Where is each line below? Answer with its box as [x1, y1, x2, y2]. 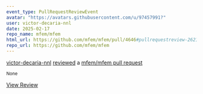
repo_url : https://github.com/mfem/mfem [6, 43, 110, 49]
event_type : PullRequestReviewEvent [6, 8, 98, 15]
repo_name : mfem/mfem [6, 31, 61, 37]
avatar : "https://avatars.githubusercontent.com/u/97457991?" [6, 14, 166, 20]
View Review [6, 81, 38, 88]
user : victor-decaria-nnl [6, 20, 71, 26]
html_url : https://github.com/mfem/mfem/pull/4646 [6, 37, 137, 43]
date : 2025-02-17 [6, 25, 50, 32]
